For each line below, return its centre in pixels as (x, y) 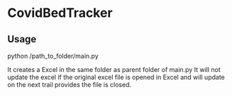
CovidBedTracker (60, 13)
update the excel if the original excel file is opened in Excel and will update (116, 77)
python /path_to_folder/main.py (53, 56)
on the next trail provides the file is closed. (70, 85)
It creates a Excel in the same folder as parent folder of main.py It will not (114, 70)
